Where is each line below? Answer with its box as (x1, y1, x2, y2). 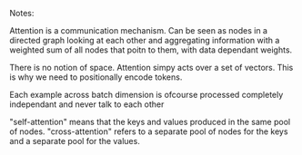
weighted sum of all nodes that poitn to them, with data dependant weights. (9, 44, 293, 55)
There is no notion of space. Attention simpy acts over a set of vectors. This (9, 63, 294, 73)
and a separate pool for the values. (9, 136, 141, 146)
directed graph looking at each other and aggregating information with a (9, 35, 280, 45)
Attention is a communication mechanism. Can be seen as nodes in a (9, 25, 268, 35)
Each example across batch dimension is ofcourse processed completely (9, 90, 284, 100)
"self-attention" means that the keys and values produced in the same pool (9, 117, 291, 127)
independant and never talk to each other (9, 99, 165, 110)
